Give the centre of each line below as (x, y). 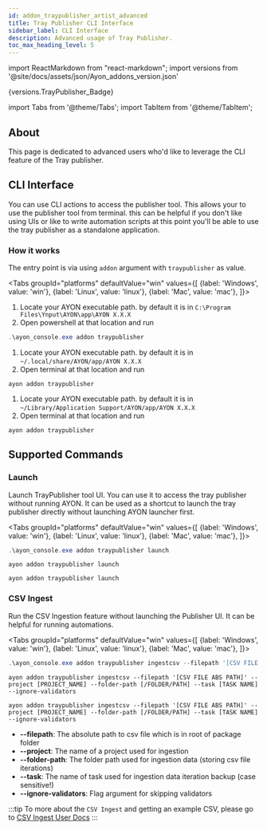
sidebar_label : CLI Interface (59, 30)
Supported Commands (66, 455)
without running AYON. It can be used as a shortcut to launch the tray (122, 503)
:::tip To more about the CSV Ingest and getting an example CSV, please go (131, 808)
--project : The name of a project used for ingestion (104, 751)
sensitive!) (37, 785)
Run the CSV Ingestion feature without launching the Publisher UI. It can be (132, 616)
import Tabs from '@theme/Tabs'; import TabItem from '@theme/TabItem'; (131, 108)
